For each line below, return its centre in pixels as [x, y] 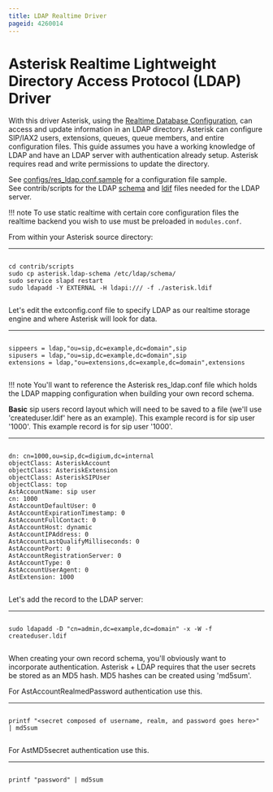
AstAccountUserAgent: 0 [49, 570]
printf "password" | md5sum [56, 780]
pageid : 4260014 [36, 24]
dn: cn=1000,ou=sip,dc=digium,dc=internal [81, 456]
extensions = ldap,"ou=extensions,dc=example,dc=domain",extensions [127, 363]
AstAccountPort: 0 [39, 549]
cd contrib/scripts [41, 267]
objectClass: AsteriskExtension [63, 471]
